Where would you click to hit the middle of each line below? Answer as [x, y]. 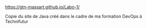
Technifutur [17, 21]
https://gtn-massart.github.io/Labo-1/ [42, 7]
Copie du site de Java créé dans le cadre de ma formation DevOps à [73, 16]
